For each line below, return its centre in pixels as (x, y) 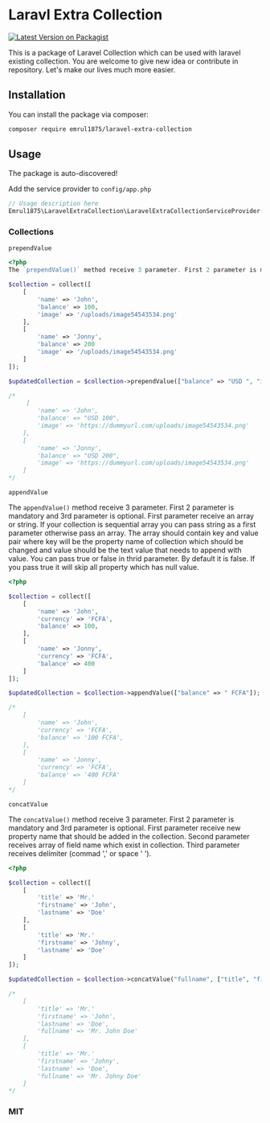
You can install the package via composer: (78, 114)
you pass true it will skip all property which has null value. (104, 568)
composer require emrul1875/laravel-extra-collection (100, 129)
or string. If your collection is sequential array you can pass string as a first (132, 525)
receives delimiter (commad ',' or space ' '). (80, 853)
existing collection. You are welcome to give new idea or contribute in (123, 61)
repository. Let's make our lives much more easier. (92, 69)
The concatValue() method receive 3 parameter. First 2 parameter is (121, 819)
